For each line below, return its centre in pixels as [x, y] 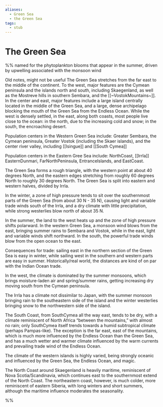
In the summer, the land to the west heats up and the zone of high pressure [80, 220]
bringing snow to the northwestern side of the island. [58, 306]
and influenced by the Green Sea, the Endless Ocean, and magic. [70, 361]
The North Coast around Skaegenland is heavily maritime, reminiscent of [78, 370]
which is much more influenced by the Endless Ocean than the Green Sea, [80, 336]
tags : [10, 23]
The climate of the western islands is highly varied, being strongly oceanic [80, 356]
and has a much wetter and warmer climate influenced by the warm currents [82, 341]
